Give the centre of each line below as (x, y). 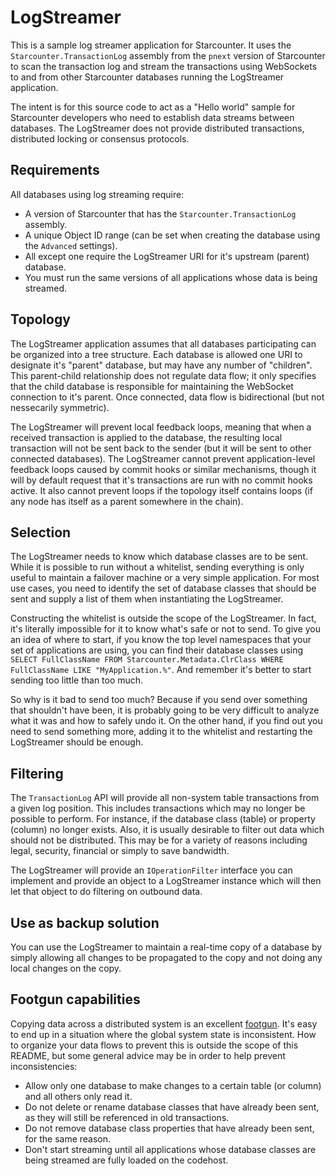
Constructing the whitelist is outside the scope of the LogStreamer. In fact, (163, 618)
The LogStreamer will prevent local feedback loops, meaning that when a (161, 427)
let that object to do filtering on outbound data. (106, 892)
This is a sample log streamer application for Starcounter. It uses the (151, 45)
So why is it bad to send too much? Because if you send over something (159, 700)
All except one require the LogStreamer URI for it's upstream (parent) (167, 256)
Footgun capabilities (75, 999)
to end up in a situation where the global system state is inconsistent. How (163, 1034)
